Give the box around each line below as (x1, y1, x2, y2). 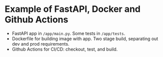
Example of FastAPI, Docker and (4, 3, 141, 15)
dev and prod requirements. (11, 41, 69, 47)
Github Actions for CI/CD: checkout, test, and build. (11, 46, 118, 52)
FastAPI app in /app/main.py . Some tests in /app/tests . (11, 30, 125, 36)
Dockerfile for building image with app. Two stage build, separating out (11, 36, 158, 42)
